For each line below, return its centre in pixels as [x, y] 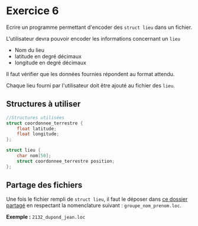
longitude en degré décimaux [51, 63]
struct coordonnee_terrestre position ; [66, 161]
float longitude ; [38, 134]
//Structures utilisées [35, 117]
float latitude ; [37, 129]
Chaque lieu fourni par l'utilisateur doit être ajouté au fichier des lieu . [91, 85]
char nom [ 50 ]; [34, 156]
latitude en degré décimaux [48, 56]
